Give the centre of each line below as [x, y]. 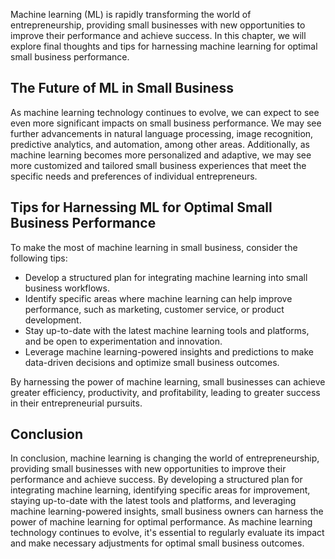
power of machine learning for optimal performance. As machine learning [161, 522]
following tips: [39, 258]
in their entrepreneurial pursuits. [76, 403]
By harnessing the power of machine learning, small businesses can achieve [168, 381]
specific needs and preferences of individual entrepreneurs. [134, 176]
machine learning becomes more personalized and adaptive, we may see [161, 155]
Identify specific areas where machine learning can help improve [158, 298]
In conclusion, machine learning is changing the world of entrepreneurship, [165, 458]
